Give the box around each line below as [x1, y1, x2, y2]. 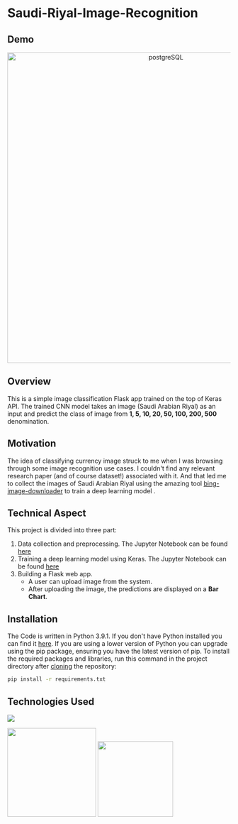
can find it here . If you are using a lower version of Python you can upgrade [7, 639, 228, 648]
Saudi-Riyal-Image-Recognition [7, 5, 198, 21]
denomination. [7, 417, 50, 425]
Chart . [28, 593, 47, 601]
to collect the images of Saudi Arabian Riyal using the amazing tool [7, 479, 203, 488]
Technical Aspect [7, 507, 86, 520]
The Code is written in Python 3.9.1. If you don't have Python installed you [7, 632, 222, 640]
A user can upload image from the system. [28, 577, 153, 586]
